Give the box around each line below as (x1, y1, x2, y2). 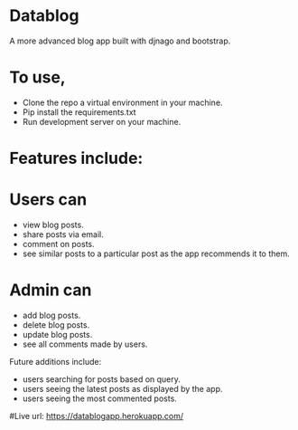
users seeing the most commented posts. (22, 393, 178, 404)
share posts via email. (22, 229, 104, 240)
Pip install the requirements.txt (22, 106, 137, 118)
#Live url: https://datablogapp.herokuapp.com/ (9, 410, 184, 421)
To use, (9, 67, 66, 88)
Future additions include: (9, 356, 102, 367)
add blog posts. (22, 310, 81, 320)
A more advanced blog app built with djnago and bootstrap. (9, 35, 231, 46)
